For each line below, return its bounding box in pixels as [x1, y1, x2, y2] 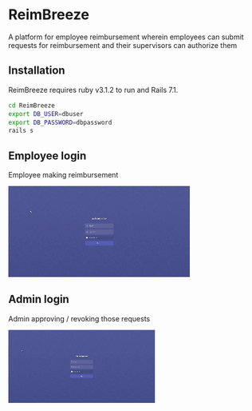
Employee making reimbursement [8, 170, 119, 180]
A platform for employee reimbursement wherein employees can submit [8, 32, 245, 42]
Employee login [8, 149, 87, 162]
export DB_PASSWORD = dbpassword [8, 118, 112, 126]
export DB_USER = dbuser [8, 110, 84, 118]
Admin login [8, 293, 69, 306]
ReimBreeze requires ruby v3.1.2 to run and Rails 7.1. [8, 85, 179, 94]
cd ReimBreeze [8, 102, 56, 110]
